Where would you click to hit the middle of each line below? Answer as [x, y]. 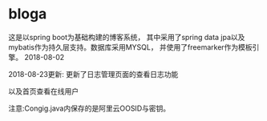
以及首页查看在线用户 [43, 91]
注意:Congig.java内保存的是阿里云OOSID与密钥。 [89, 108]
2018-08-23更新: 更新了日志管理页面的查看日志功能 [93, 74]
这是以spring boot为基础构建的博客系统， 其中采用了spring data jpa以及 [127, 37]
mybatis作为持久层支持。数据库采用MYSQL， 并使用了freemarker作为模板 [130, 47]
